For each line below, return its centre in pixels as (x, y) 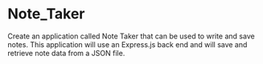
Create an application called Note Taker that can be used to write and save (131, 36)
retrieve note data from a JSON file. (66, 53)
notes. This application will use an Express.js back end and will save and (127, 44)
